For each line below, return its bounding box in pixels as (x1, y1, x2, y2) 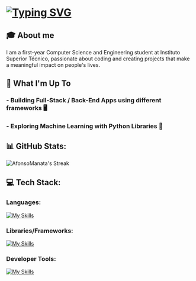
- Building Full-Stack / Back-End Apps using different (6, 96, 162, 105)
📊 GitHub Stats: (6, 141, 67, 151)
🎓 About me (6, 30, 54, 40)
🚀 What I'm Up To (6, 79, 71, 89)
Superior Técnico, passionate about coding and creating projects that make (6, 55, 190, 62)
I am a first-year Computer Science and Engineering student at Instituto (6, 49, 181, 56)
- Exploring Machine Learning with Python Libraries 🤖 (6, 122, 163, 130)
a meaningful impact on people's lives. (6, 62, 101, 68)
